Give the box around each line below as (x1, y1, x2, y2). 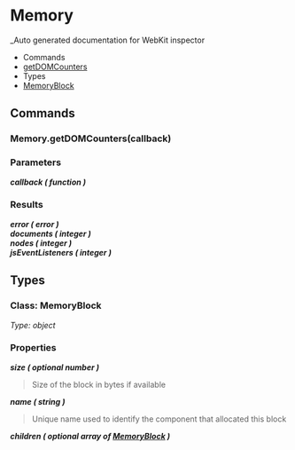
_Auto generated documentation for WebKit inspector (10, 35, 206, 45)
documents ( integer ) (10, 228, 92, 239)
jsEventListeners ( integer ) (10, 247, 112, 257)
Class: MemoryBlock (10, 299, 102, 312)
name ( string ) (10, 396, 66, 407)
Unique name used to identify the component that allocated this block (31, 414, 287, 424)
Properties (10, 342, 57, 354)
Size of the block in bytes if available (31, 379, 167, 390)
